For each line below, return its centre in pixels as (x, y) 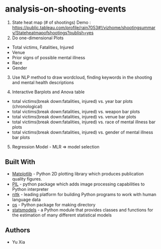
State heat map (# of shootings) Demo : (51, 22)
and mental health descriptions (43, 82)
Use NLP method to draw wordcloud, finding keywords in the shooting (82, 77)
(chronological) (27, 106)
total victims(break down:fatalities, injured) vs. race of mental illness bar (84, 122)
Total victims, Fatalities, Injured (43, 47)
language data (26, 199)
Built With (20, 162)
